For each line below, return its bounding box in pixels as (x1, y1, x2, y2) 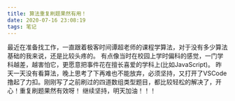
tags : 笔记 (7, 23, 37, 30)
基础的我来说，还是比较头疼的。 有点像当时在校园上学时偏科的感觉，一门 (7, 52, 218, 60)
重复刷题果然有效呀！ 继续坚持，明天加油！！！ (19, 86, 156, 95)
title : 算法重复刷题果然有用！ (7, 10, 87, 17)
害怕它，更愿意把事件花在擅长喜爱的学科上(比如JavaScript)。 (37, 61, 215, 69)
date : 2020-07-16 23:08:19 (7, 17, 86, 24)
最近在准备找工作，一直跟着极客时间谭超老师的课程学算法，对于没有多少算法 (7, 43, 228, 52)
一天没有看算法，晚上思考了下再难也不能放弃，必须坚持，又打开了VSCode (13, 69, 227, 77)
